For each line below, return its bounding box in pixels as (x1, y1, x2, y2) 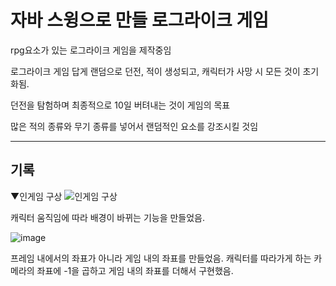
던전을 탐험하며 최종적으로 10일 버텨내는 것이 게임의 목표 (10, 99, 231, 111)
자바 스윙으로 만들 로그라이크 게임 (10, 9, 269, 32)
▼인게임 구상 (10, 190, 63, 202)
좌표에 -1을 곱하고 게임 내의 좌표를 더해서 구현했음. (36, 264, 234, 276)
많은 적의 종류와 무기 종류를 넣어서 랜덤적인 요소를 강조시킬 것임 (10, 120, 259, 132)
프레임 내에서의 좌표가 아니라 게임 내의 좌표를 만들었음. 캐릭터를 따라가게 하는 (10, 252, 312, 264)
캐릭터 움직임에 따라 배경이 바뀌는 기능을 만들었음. (10, 211, 206, 223)
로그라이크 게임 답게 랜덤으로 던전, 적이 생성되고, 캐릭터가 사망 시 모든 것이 (10, 65, 301, 77)
